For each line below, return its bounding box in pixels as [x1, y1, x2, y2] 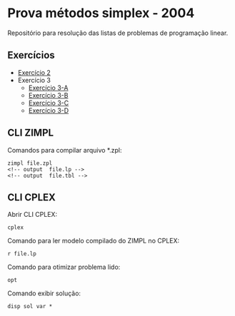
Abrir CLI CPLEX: [7, 210, 58, 219]
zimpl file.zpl [7, 159, 53, 167]
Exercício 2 [17, 68, 51, 76]
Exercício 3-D [28, 106, 69, 115]
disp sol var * [7, 303, 53, 310]
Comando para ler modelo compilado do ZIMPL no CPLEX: [7, 237, 180, 245]
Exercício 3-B [28, 91, 69, 99]
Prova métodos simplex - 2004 [7, 5, 195, 21]
